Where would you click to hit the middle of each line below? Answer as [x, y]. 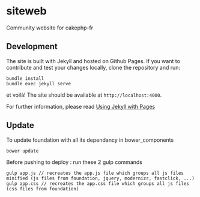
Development [32, 47]
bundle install [25, 78]
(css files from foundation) [43, 189]
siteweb [26, 11]
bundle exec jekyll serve [38, 83]
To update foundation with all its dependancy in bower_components [90, 140]
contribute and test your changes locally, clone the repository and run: [93, 67]
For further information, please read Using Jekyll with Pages [80, 106]
